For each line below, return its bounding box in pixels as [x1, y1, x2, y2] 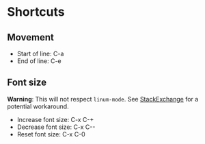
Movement [7, 32, 55, 43]
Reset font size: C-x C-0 [16, 130, 85, 138]
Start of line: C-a [16, 49, 64, 58]
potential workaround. [7, 102, 70, 110]
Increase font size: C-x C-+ [16, 115, 94, 123]
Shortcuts [7, 4, 65, 20]
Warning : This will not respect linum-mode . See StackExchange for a [7, 95, 199, 103]
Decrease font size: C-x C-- [16, 123, 96, 131]
